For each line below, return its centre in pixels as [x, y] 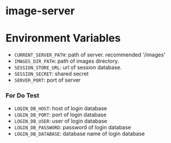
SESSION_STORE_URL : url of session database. [68, 67]
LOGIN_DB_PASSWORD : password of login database [73, 128]
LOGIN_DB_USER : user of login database [61, 121]
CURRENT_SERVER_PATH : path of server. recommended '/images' [90, 55]
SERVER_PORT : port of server [47, 80]
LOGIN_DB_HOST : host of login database [60, 108]
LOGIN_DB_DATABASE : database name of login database [80, 134]
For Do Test [22, 95]
